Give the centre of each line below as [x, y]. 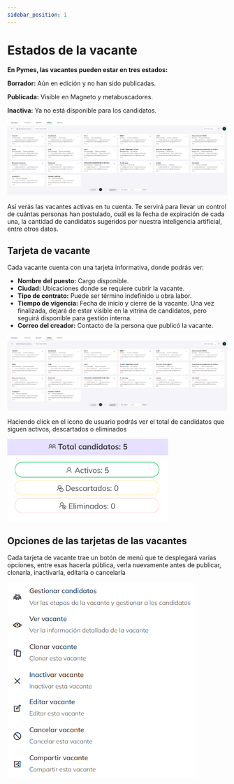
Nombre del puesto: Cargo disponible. [73, 281]
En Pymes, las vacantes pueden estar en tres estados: [88, 69]
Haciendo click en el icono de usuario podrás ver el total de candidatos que [116, 422]
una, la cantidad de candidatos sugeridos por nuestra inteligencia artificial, [115, 221]
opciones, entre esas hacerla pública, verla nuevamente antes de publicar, [114, 565]
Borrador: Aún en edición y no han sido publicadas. [82, 83]
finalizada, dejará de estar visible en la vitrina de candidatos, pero [112, 311]
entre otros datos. [33, 229]
